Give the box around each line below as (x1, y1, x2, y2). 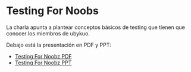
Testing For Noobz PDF (14, 53, 73, 60)
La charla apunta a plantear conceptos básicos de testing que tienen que (6, 24, 186, 31)
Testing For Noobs (6, 4, 99, 18)
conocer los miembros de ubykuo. (6, 30, 90, 37)
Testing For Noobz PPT (14, 59, 72, 66)
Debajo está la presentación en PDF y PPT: (6, 41, 111, 48)
